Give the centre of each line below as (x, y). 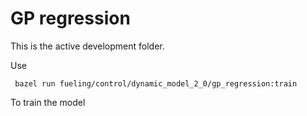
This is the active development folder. (87, 46)
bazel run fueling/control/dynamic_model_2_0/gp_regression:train (156, 83)
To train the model (48, 102)
